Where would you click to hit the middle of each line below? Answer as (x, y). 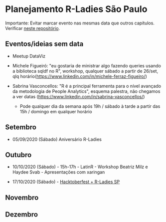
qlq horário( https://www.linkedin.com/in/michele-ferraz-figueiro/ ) (80, 76)
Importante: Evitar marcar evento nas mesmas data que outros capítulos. (80, 23)
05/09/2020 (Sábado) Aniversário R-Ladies (57, 139)
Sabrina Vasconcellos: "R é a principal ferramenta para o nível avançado (86, 86)
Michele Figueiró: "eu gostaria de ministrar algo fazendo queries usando (86, 65)
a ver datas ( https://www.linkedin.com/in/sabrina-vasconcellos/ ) (79, 96)
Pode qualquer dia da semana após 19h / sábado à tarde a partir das (90, 106)
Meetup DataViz (29, 56)
